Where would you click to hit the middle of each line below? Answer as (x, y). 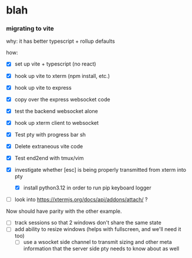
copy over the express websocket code (62, 99)
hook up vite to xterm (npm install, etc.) (62, 76)
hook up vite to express (43, 87)
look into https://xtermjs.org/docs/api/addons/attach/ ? (81, 199)
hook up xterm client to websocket (56, 123)
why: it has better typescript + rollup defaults (61, 41)
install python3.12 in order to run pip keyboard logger (87, 188)
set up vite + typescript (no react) (55, 64)
